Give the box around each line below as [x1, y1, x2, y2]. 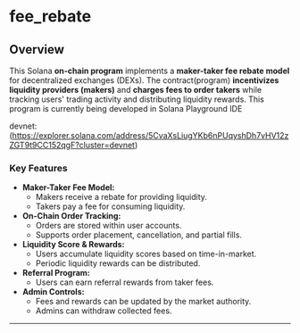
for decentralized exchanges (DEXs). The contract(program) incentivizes [9, 75, 279, 86]
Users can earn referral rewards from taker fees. [35, 277, 214, 287]
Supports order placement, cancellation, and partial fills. [35, 229, 243, 240]
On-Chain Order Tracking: [21, 211, 121, 221]
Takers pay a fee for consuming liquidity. [35, 201, 186, 212]
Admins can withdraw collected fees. [35, 305, 172, 316]
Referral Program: [21, 268, 91, 279]
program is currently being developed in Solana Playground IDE [9, 104, 243, 113]
